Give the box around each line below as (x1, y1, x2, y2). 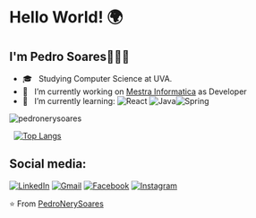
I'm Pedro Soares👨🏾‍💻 (9, 48, 130, 64)
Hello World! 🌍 (9, 7, 124, 28)
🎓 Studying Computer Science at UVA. (21, 74, 173, 83)
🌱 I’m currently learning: (21, 96, 115, 106)
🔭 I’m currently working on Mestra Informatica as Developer (21, 86, 248, 97)
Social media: (9, 156, 87, 171)
